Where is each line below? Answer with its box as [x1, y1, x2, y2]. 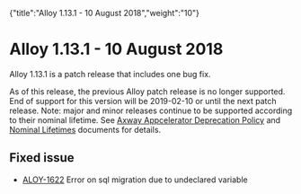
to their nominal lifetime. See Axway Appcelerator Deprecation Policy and [9, 114, 281, 125]
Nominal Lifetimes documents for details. [9, 124, 162, 135]
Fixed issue [9, 150, 75, 165]
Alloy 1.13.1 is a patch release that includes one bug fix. [9, 68, 211, 79]
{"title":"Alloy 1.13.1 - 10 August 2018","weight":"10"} [9, 8, 200, 18]
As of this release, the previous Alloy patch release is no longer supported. [9, 85, 286, 97]
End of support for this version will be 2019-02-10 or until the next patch [9, 95, 277, 106]
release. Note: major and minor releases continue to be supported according [9, 105, 293, 116]
